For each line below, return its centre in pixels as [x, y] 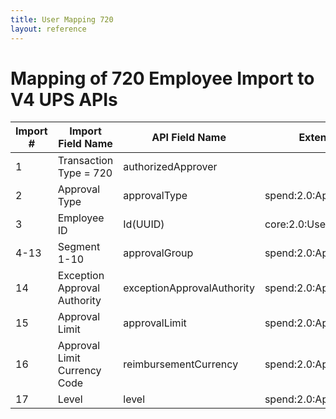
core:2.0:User [297, 224]
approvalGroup [158, 253]
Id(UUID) [144, 224]
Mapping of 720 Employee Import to [162, 78]
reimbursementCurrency [181, 364]
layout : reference [48, 29]
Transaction [85, 161]
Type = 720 [85, 173]
